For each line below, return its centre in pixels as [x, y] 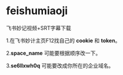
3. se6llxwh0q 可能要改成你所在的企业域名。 [60, 66]
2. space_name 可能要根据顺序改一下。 [54, 53]
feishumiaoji [37, 11]
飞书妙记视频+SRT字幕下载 [39, 28]
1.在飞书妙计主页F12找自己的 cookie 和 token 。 [63, 40]
